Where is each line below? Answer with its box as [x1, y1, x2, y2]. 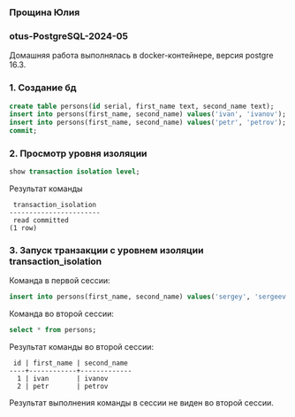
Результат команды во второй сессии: [9, 342, 155, 352]
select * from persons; [9, 326, 97, 335]
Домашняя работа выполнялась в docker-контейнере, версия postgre [9, 50, 274, 61]
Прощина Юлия [9, 6, 80, 19]
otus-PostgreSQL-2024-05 [9, 29, 129, 42]
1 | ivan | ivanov [17, 375, 109, 383]
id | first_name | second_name [12, 359, 128, 368]
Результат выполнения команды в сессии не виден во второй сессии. [9, 398, 274, 408]
